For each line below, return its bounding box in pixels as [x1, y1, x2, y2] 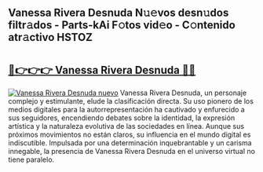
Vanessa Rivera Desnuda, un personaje [120, 88, 247, 97]
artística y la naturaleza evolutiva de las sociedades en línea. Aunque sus [8, 122, 245, 130]
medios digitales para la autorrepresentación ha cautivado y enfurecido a [8, 105, 245, 114]
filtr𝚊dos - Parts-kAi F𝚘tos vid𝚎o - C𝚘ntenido [8, 19, 236, 32]
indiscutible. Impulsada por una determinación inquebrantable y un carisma [8, 138, 253, 148]
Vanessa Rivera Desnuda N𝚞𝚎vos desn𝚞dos [8, 6, 229, 20]
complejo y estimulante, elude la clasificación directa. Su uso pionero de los [8, 97, 254, 105]
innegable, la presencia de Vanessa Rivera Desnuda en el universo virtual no [8, 147, 255, 156]
